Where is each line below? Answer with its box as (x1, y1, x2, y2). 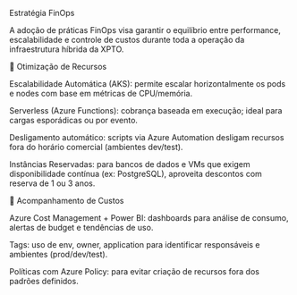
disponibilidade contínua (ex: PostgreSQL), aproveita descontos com (9, 169, 262, 179)
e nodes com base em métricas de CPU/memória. (9, 88, 193, 98)
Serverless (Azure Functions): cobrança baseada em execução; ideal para (9, 105, 283, 115)
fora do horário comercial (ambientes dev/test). (9, 142, 183, 152)
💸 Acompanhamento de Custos (9, 196, 124, 206)
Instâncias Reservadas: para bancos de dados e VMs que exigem (9, 159, 250, 169)
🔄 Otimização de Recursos (9, 62, 107, 72)
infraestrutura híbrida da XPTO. (9, 44, 124, 55)
